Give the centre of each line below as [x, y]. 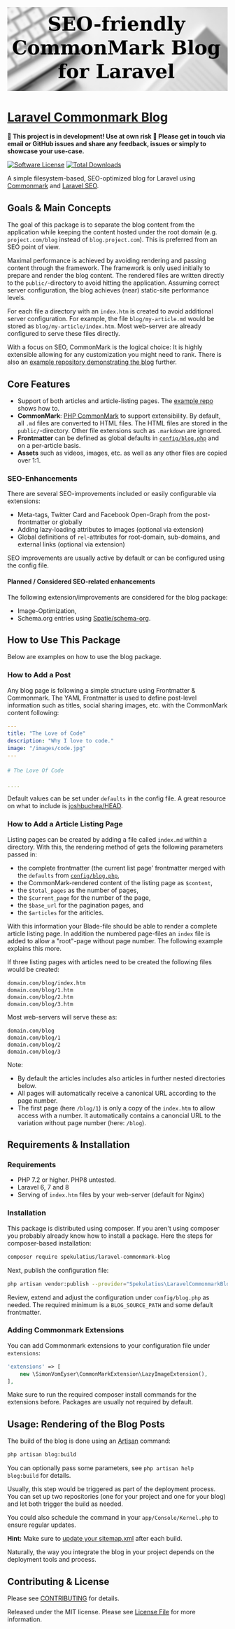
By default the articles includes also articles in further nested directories [121, 1078]
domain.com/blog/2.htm [40, 997]
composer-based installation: [49, 1243]
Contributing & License [58, 1581]
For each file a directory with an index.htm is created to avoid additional [110, 311]
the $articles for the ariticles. [60, 912]
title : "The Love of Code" [47, 734]
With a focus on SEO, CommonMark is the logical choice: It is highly [105, 347]
